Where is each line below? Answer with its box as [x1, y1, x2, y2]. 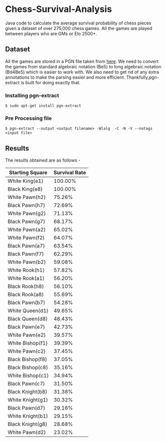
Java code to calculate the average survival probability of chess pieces [5, 20, 152, 26]
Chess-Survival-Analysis [5, 3, 112, 15]
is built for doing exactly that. [20, 79, 81, 85]
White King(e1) [7, 178, 44, 185]
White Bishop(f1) [7, 340, 48, 347]
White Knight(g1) [7, 397, 48, 404]
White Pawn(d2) [7, 429, 46, 436]
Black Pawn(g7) [7, 218, 45, 225]
